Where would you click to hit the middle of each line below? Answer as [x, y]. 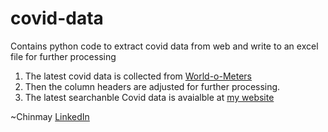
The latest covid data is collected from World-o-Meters [138, 76]
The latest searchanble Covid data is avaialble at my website [149, 97]
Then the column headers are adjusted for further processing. [152, 86]
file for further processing [63, 56]
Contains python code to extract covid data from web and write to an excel [164, 46]
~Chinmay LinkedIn [50, 116]
